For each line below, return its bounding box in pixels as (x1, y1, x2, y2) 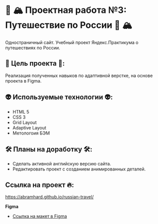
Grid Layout (12, 119, 37, 125)
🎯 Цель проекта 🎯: (5, 59, 65, 68)
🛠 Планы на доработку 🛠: (5, 145, 93, 153)
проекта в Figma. (5, 77, 42, 83)
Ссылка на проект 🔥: (5, 180, 74, 189)
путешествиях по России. (5, 44, 60, 50)
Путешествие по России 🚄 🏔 (5, 19, 132, 31)
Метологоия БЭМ (12, 130, 50, 136)
